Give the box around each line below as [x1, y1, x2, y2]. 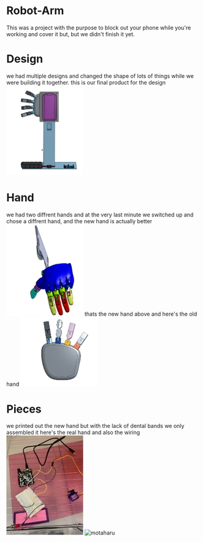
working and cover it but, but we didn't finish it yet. [6, 30, 135, 37]
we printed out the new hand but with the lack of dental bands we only [6, 422, 185, 430]
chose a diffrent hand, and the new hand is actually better [6, 217, 152, 224]
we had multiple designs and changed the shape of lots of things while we [6, 72, 194, 80]
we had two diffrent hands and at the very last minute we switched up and [6, 211, 194, 218]
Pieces [6, 402, 42, 416]
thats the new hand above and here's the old [84, 310, 197, 318]
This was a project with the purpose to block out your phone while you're [6, 24, 191, 31]
